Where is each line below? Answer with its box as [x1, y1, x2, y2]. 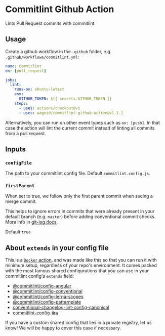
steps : [14, 101, 28, 106]
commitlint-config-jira [12, 310, 58, 316]
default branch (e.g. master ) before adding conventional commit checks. [5, 214, 156, 220]
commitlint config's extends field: [5, 273, 74, 279]
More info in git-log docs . [5, 219, 58, 225]
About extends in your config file [5, 243, 109, 252]
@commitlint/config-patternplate [12, 299, 81, 305]
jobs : [5, 77, 17, 82]
